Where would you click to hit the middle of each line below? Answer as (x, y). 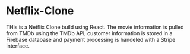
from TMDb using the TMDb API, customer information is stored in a (89, 33)
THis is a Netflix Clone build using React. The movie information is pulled (95, 27)
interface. (18, 46)
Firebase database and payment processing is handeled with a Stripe (91, 39)
